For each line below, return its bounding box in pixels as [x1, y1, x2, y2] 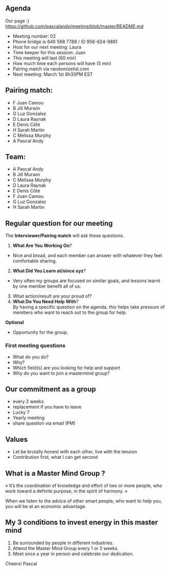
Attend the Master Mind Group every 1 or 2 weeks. [12, 545, 119, 551]
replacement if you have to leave [12, 404, 82, 410]
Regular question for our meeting [5, 219, 113, 227]
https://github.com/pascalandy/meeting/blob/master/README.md [5, 23, 144, 29]
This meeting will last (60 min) [12, 55, 77, 61]
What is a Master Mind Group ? [5, 469, 106, 478]
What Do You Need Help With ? [12, 299, 79, 305]
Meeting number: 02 [12, 33, 56, 39]
